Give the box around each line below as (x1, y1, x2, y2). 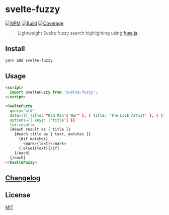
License (5, 191, 31, 199)
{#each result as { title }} (10, 127, 71, 132)
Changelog (5, 174, 41, 182)
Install (5, 44, 25, 53)
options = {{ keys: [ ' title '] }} (10, 117, 75, 123)
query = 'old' (10, 108, 35, 113)
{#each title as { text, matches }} (14, 132, 92, 137)
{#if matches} (18, 136, 49, 141)
